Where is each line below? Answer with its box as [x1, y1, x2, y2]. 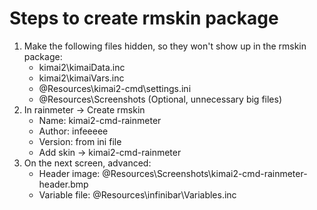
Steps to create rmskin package [9, 7, 279, 30]
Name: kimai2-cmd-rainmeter [38, 114, 162, 126]
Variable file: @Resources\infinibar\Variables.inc [38, 188, 237, 201]
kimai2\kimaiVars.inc [38, 72, 125, 84]
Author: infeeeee [38, 125, 109, 137]
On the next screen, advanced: [23, 157, 152, 169]
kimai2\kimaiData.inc [38, 61, 126, 73]
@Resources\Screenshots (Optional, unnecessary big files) [38, 93, 283, 105]
